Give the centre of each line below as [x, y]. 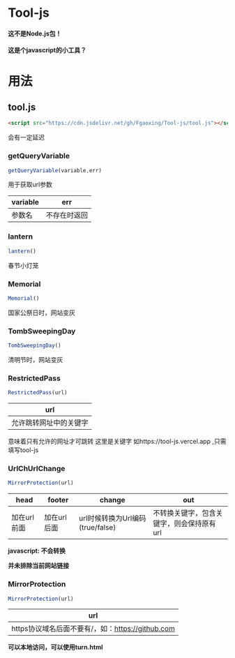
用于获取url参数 [30, 185]
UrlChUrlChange [37, 469]
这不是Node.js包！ [35, 33]
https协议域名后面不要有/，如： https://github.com [93, 629]
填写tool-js [23, 450]
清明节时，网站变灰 [36, 359]
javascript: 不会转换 [37, 551]
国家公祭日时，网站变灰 [41, 313]
